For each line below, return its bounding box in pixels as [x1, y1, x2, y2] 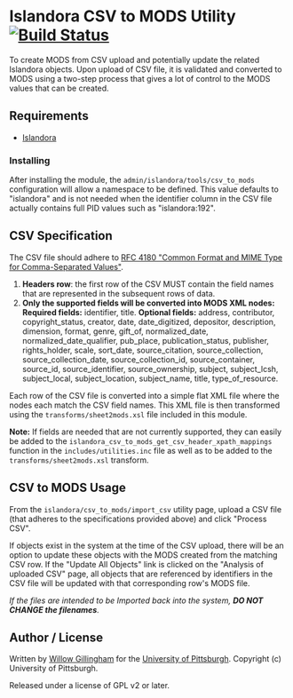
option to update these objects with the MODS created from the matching [9, 549, 278, 560]
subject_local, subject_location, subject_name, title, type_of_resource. [21, 373, 279, 384]
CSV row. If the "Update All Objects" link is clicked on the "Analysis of [9, 559, 265, 569]
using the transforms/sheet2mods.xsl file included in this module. [9, 408, 248, 419]
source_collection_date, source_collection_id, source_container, [21, 353, 256, 365]
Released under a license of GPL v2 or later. [9, 680, 170, 691]
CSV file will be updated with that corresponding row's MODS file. [9, 577, 250, 588]
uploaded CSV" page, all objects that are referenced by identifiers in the [9, 568, 273, 579]
